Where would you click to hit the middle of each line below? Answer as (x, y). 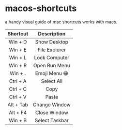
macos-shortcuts (41, 8)
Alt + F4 (18, 113)
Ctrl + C (18, 89)
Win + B (18, 120)
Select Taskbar (52, 120)
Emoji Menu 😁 (52, 73)
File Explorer (52, 50)
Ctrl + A (18, 81)
